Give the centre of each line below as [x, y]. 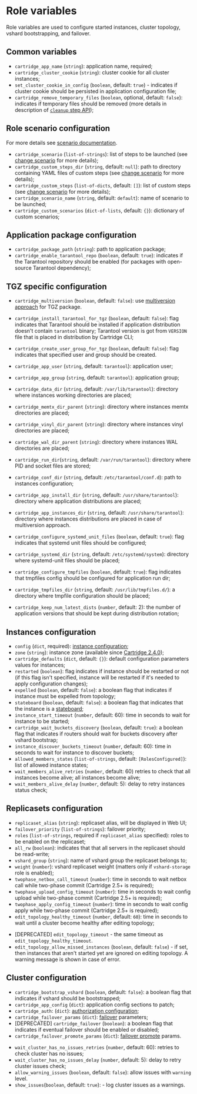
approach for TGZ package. [48, 307]
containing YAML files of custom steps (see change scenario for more [99, 173]
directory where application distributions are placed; [78, 501]
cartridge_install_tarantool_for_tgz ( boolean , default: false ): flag [97, 319]
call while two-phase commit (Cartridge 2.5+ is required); [84, 885]
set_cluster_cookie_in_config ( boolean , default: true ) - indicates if [96, 85]
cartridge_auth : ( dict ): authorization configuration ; [77, 1010]
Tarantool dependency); [62, 268]
